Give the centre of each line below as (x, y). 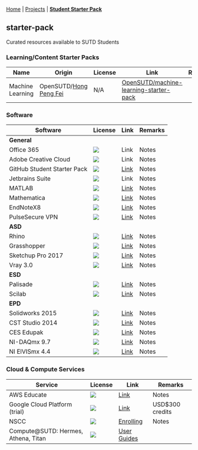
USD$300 (166, 404)
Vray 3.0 (21, 265)
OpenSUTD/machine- (152, 83)
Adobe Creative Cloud (40, 160)
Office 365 (24, 150)
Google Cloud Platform (41, 404)
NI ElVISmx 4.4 (30, 352)
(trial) (17, 412)
